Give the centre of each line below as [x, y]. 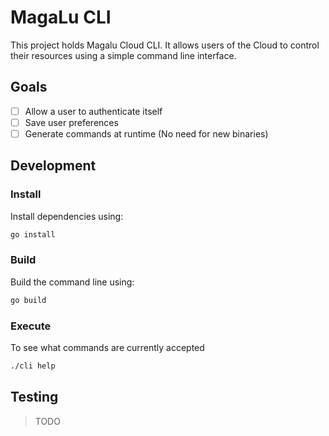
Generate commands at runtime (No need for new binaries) [146, 133]
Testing [34, 397]
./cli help [33, 366]
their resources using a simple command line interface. [123, 55]
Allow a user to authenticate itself [93, 111]
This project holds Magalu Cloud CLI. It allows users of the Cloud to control [165, 45]
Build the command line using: [72, 282]
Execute [31, 326]
